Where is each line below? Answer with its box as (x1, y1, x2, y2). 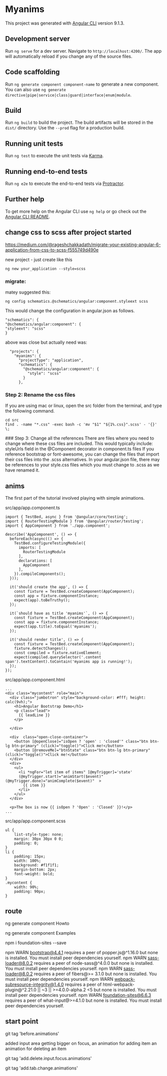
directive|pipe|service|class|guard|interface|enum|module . (5, 92, 132, 98)
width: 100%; (14, 858, 41, 864)
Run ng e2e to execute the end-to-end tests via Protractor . (5, 180, 125, 186)
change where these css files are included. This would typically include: (5, 441, 153, 447)
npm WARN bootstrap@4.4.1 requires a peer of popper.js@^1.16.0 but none (5, 949, 159, 955)
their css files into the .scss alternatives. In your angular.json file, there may (5, 457, 160, 463)
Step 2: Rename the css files (5, 391, 76, 398)
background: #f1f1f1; (14, 863, 59, 868)
